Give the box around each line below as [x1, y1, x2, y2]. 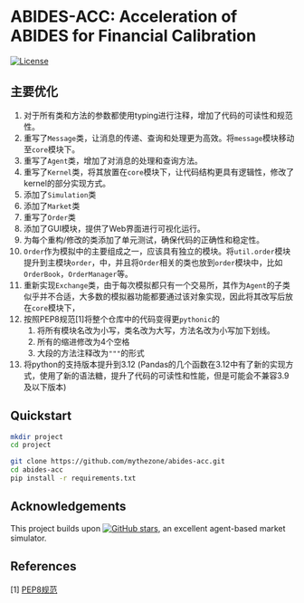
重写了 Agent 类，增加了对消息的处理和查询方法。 [23, 155, 203, 166]
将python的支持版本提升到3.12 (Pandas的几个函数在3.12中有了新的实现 [23, 359, 286, 369]
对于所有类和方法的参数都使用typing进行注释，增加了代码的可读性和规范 [23, 110, 293, 120]
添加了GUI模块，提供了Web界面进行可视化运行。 [23, 223, 206, 234]
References [10, 559, 77, 574]
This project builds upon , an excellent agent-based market [10, 522, 286, 533]
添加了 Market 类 [23, 200, 81, 211]
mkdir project [10, 432, 64, 441]
